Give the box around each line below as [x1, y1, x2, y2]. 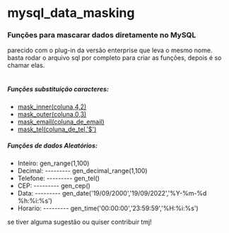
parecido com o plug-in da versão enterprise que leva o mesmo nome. [7, 46, 213, 54]
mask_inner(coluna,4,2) [17, 102, 87, 111]
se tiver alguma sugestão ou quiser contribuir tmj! [7, 217, 152, 227]
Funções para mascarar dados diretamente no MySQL [7, 30, 196, 40]
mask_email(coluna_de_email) [17, 118, 105, 126]
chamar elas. [7, 61, 45, 70]
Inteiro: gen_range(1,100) [17, 159, 90, 167]
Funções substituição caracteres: [7, 85, 110, 93]
